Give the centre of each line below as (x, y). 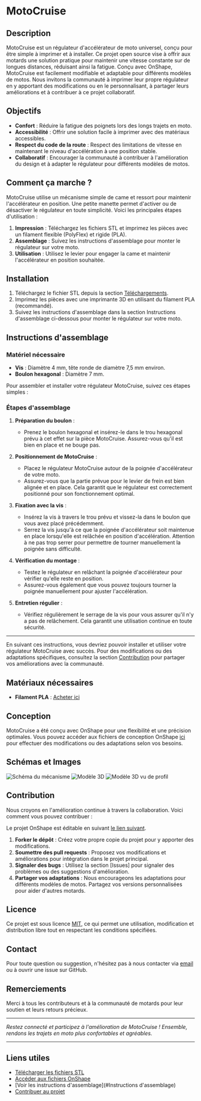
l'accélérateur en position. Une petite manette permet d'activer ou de (91, 204)
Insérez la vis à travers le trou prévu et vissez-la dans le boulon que (107, 517)
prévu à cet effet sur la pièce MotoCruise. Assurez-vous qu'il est (103, 439)
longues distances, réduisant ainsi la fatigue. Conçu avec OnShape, (89, 67)
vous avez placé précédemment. (64, 523)
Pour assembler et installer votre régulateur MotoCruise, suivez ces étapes (98, 386)
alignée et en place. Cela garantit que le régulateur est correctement (108, 487)
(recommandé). (34, 306)
